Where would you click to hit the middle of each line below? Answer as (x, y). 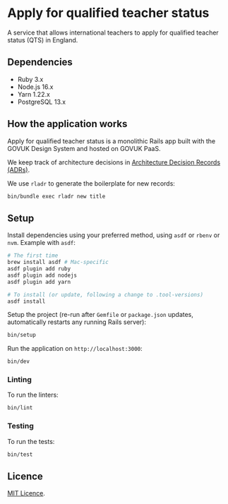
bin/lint (20, 408)
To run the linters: (33, 395)
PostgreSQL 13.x (41, 102)
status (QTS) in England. (43, 40)
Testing (20, 426)
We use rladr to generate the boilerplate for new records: (91, 183)
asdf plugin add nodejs (42, 275)
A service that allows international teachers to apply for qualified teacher (113, 32)
